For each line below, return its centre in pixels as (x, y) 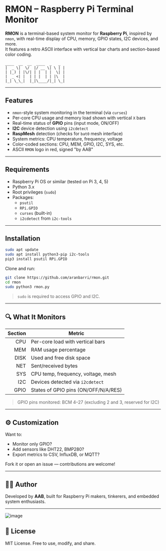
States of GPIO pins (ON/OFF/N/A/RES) (76, 390)
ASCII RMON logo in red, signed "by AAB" (53, 149)
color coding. (19, 54)
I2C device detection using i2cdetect (50, 128)
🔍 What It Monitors (35, 317)
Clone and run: (20, 269)
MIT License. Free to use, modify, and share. (50, 543)
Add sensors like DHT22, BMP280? (48, 450)
